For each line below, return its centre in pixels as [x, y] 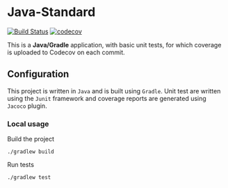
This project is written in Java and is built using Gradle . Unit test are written [114, 91]
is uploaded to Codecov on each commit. [66, 52]
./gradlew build [31, 152]
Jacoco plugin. [27, 106]
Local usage [28, 124]
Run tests [21, 165]
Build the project [31, 139]
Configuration [38, 74]
